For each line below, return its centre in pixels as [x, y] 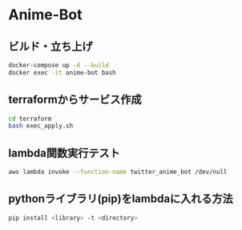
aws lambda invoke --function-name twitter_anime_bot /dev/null [118, 172]
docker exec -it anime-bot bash [62, 73]
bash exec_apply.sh [41, 126]
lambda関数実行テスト [64, 153]
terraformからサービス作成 [75, 100]
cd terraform [30, 119]
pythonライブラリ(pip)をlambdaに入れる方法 [121, 199]
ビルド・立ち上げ [50, 46]
